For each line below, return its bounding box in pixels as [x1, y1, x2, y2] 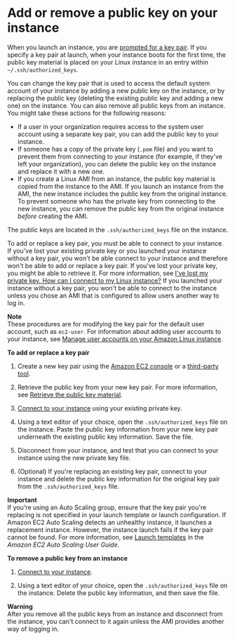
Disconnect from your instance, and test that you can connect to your [17, 446, 219, 454]
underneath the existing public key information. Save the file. [17, 432, 194, 441]
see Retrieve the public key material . [17, 390, 123, 399]
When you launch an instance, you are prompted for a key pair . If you [7, 43, 207, 51]
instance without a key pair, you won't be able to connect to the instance [7, 284, 217, 292]
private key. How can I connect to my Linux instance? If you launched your [7, 276, 223, 285]
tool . [17, 369, 31, 378]
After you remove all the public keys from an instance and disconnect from [7, 609, 223, 618]
